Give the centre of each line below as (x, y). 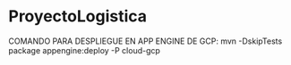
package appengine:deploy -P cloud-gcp (84, 50)
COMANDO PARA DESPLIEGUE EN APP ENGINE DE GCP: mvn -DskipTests (145, 41)
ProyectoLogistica (77, 16)
